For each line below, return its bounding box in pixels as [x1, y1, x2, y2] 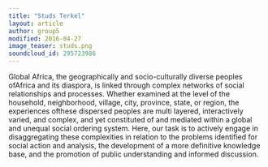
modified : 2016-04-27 [8, 34, 82, 43]
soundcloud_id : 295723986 [8, 49, 96, 58]
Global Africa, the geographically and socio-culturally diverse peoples [8, 72, 243, 81]
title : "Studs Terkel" [8, 11, 85, 20]
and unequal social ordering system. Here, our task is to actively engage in [8, 123, 258, 133]
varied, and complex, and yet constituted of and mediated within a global [8, 115, 253, 124]
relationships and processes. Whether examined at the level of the [8, 89, 230, 98]
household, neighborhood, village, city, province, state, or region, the [8, 98, 240, 107]
